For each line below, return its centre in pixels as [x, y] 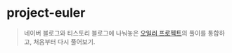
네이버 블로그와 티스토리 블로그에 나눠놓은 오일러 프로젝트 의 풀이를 [115, 33]
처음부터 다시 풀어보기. [64, 41]
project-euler [46, 13]
